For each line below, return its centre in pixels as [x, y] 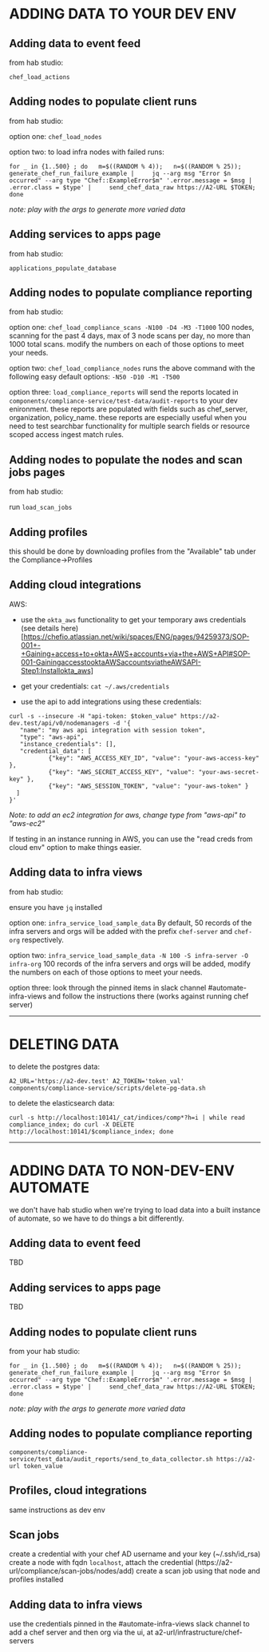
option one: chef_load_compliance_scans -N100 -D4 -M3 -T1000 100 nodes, [132, 328]
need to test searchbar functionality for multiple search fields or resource [130, 426]
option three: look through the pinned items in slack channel [108, 987]
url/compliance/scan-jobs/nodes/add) [72, 1571]
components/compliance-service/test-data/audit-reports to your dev [123, 401]
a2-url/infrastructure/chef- [199, 1632]
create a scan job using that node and [198, 1571]
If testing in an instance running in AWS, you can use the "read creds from [131, 839]
